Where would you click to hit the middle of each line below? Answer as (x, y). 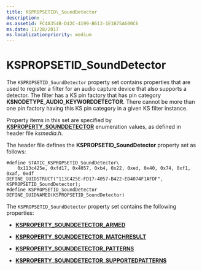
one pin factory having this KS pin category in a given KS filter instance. (97, 109)
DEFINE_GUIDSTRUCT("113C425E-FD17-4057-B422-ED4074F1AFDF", (85, 179)
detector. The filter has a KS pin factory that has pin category (84, 95)
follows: (16, 152)
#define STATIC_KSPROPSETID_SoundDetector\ (63, 163)
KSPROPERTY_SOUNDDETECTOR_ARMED (70, 225)
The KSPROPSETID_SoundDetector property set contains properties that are (99, 82)
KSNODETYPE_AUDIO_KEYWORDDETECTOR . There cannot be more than (101, 102)
